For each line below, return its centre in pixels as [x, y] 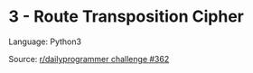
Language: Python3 [45, 41]
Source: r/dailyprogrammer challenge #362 [89, 59]
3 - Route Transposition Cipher [126, 17]
